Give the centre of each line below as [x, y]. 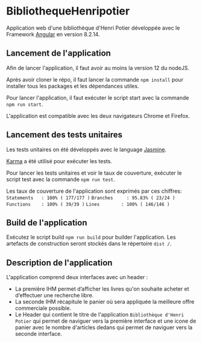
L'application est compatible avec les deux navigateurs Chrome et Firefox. [98, 115]
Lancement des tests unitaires [64, 135]
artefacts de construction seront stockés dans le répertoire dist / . [89, 244]
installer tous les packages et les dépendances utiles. [73, 86]
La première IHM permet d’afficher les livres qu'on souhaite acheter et [102, 289]
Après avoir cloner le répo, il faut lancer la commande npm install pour [95, 79]
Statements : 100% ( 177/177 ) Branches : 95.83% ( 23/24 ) [91, 198]
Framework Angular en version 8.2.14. [53, 34]
